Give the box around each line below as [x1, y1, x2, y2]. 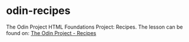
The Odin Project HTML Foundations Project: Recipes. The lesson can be [6, 23, 183, 30]
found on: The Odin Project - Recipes [6, 29, 97, 36]
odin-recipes [6, 4, 71, 17]
